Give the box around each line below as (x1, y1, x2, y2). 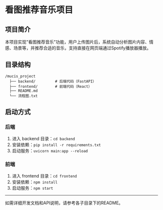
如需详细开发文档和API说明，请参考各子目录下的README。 (5, 200, 123, 206)
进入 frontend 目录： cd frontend (12, 173, 77, 178)
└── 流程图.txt (9, 93, 38, 98)
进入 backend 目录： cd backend (12, 135, 75, 141)
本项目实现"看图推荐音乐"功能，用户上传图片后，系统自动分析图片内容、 (5, 39, 149, 45)
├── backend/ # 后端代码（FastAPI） (9, 79, 97, 84)
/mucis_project (5, 74, 36, 79)
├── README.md (9, 88, 38, 93)
